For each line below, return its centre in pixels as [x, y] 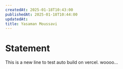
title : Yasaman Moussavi [31, 24]
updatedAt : [17, 19]
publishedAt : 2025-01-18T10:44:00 [42, 14]
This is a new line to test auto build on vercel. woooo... [62, 62]
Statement [28, 48]
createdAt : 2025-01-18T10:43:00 [39, 10]
